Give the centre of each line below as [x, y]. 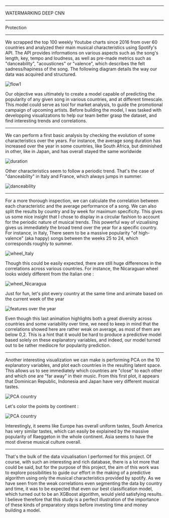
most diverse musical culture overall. [43, 442]
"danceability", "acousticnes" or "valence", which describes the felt [75, 63]
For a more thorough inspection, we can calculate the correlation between [82, 201]
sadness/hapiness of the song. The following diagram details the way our [81, 69]
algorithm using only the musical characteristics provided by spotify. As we [83, 478]
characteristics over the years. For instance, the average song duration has [83, 140]
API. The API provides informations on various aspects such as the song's [82, 53]
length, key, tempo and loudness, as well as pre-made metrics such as [78, 58]
